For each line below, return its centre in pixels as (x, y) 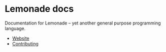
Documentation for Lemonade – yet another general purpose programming (83, 23)
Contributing (25, 43)
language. (15, 28)
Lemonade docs (39, 9)
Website (21, 38)
